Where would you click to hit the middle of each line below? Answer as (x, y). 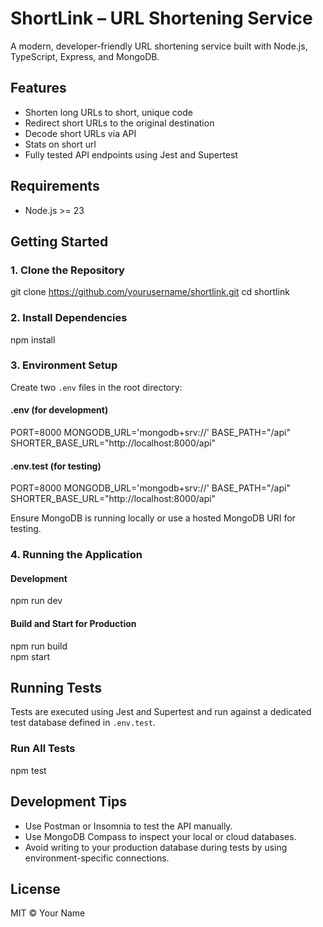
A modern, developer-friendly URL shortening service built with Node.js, (159, 46)
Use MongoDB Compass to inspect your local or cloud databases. (160, 836)
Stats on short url (60, 144)
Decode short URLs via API (80, 133)
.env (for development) (59, 410)
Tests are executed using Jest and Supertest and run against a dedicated (161, 712)
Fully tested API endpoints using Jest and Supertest (131, 154)
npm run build (39, 646)
